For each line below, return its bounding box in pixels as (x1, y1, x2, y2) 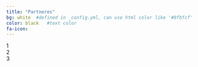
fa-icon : (6, 25, 28, 32)
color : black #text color (6, 20, 77, 26)
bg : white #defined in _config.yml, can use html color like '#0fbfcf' (6, 14, 193, 21)
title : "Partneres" (6, 8, 56, 15)
